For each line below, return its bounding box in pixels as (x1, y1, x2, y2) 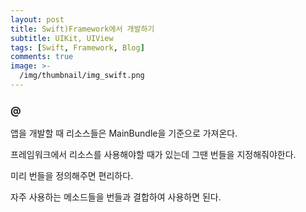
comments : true (10, 52, 74, 62)
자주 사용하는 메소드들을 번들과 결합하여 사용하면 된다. (10, 191, 222, 203)
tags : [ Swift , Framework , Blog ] (10, 42, 145, 53)
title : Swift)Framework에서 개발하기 (10, 24, 155, 34)
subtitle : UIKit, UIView (10, 33, 114, 43)
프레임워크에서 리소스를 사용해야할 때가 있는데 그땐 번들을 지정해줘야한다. (10, 149, 297, 161)
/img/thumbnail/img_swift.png (19, 71, 145, 81)
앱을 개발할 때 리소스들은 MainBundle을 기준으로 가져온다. (10, 127, 238, 140)
